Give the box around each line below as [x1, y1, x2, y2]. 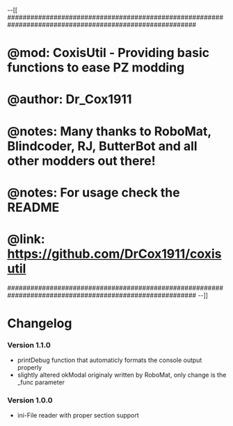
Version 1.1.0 [7, 340, 51, 350]
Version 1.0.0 [7, 395, 53, 405]
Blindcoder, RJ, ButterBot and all [7, 138, 198, 154]
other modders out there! [7, 153, 156, 169]
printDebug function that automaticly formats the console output [17, 356, 202, 364]
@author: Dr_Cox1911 [7, 92, 132, 107]
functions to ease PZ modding [7, 60, 185, 76]
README [7, 199, 60, 215]
